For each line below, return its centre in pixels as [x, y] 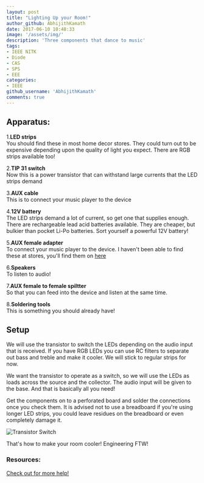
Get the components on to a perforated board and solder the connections [98, 400]
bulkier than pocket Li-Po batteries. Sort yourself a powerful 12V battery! [97, 230]
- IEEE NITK [21, 52]
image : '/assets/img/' [35, 35]
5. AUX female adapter [35, 243]
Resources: [23, 460]
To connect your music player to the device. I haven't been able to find [95, 249]
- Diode [16, 57]
